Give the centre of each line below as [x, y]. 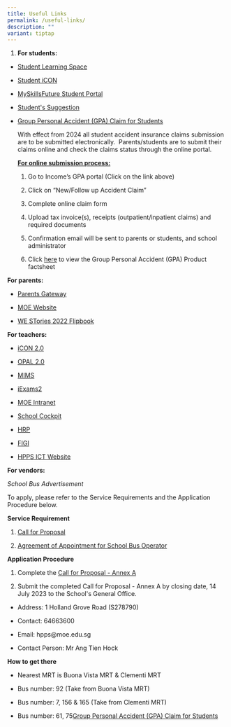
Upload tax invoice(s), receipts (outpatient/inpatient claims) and [119, 217]
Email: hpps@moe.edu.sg [54, 635]
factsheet [42, 267]
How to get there [32, 662]
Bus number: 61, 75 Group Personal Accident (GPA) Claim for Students [118, 716]
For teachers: [27, 335]
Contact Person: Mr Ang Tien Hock [68, 648]
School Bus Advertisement [45, 484]
